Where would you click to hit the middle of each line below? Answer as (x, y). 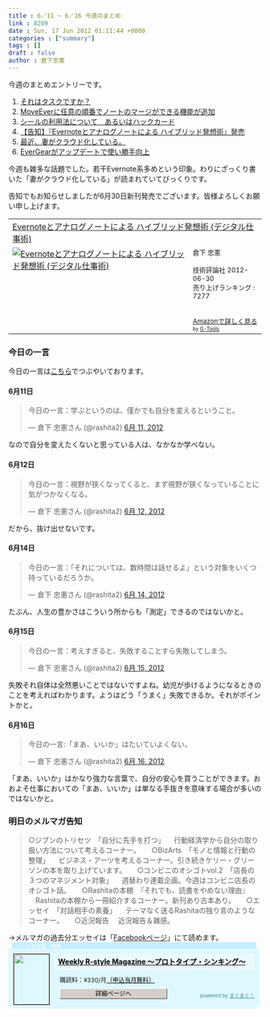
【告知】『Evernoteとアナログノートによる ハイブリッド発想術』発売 (132, 131)
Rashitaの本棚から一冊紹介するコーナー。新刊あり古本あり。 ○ (144, 901)
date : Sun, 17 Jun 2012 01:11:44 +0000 (77, 31)
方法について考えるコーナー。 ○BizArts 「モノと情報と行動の (149, 850)
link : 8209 (28, 23)
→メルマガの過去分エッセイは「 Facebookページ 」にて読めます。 (116, 937)
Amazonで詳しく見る (225, 321)
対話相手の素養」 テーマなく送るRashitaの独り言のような (157, 911)
